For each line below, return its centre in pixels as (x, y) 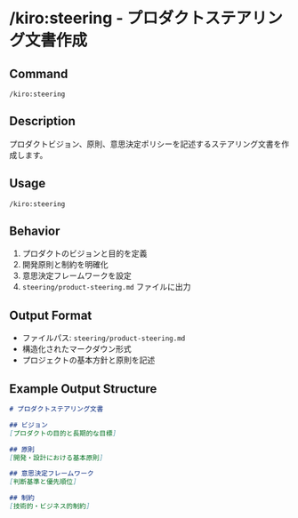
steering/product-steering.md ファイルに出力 (106, 287)
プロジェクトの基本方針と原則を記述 (89, 360)
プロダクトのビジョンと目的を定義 (85, 253)
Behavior (35, 231)
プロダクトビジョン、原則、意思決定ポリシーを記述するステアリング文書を (145, 144)
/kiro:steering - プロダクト (107, 18)
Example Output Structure (83, 389)
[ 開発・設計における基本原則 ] (56, 458)
